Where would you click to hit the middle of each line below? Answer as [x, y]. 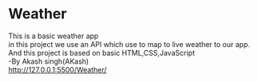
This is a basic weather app [54, 36]
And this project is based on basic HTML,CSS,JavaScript [102, 53]
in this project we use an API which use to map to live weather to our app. [129, 44]
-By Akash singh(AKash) [49, 61]
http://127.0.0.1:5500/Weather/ [58, 69]
